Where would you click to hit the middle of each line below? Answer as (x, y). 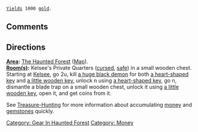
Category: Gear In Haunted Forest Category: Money (70, 123)
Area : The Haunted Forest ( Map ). (47, 62)
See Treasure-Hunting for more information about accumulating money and (99, 105)
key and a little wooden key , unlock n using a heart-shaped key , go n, (92, 81)
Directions (26, 47)
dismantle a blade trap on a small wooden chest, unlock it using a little (93, 87)
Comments (27, 27)
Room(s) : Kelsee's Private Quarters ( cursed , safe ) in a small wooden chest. (99, 68)
